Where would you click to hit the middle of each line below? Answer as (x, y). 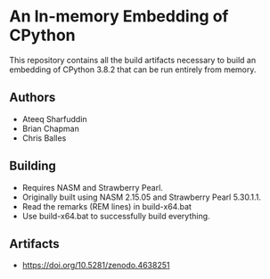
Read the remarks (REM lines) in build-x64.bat (106, 206)
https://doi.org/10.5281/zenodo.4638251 (96, 266)
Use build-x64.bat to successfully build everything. (116, 216)
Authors (33, 98)
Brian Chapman (51, 128)
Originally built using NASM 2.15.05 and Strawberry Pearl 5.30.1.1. (141, 197)
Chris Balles (44, 138)
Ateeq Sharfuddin (54, 119)
